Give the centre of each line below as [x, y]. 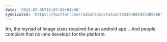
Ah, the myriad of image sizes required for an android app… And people [80, 28]
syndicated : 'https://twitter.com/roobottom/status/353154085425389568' [84, 14]
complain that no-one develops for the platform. [55, 34]
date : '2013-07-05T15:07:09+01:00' [43, 10]
